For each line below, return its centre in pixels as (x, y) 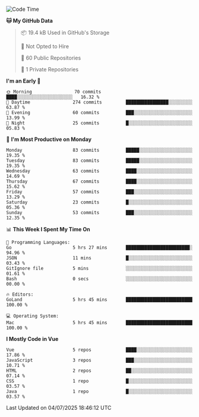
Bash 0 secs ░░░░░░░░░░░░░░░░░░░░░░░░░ (99, 279)
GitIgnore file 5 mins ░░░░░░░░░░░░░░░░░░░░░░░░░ (99, 268)
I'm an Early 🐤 (23, 81)
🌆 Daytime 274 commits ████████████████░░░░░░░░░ (99, 102)
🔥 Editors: (20, 294)
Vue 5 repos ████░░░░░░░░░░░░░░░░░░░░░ (99, 350)
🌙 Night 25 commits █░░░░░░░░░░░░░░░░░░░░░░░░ (99, 123)
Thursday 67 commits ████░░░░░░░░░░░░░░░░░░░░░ (99, 181)
